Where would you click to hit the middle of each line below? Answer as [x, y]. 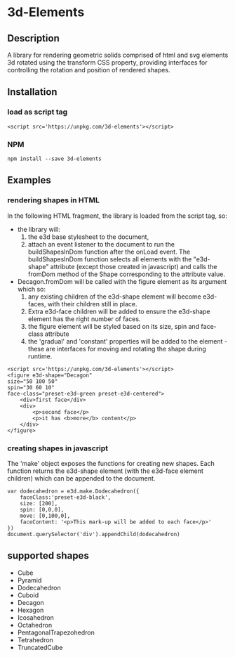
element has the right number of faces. [84, 319]
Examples [29, 180]
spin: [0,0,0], [42, 509]
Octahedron [35, 625]
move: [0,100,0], [45, 516]
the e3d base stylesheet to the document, [88, 237]
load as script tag [38, 112]
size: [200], [39, 503]
